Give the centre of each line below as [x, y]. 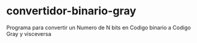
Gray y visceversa [29, 33]
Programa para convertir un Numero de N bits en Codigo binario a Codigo [99, 27]
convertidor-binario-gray [71, 11]
